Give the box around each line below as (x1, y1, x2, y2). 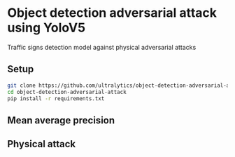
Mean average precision (7, 114, 115, 126)
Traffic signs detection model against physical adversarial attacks (7, 43, 197, 51)
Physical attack (7, 138, 76, 150)
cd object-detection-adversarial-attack (7, 88, 127, 95)
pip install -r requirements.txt (7, 95, 105, 102)
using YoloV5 (7, 20, 86, 36)
